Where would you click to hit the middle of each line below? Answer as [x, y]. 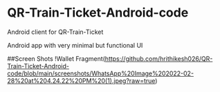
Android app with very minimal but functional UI [75, 45]
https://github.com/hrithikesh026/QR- [159, 58]
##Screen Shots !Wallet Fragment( [56, 58]
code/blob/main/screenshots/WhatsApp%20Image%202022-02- [101, 73]
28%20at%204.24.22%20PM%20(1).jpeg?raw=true [81, 80]
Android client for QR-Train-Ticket [55, 32]
